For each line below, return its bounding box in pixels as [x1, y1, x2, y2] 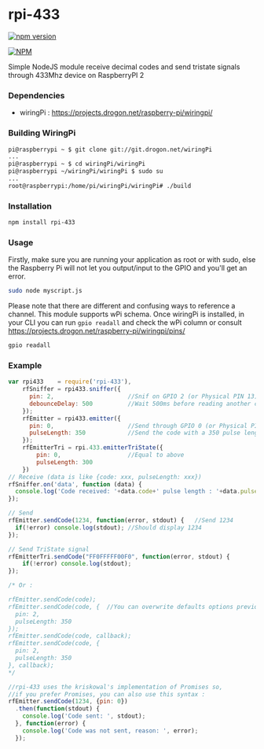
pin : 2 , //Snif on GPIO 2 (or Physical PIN [28, 393, 244, 400]
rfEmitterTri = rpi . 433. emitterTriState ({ [22, 444, 163, 452]
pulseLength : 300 [36, 458, 93, 466]
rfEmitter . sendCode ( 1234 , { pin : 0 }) [8, 698, 128, 706]
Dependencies [8, 90, 65, 101]
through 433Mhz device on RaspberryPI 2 [8, 70, 145, 79]
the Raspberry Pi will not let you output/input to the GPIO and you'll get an [8, 264, 247, 273]
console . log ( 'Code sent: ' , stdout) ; [22, 712, 146, 721]
